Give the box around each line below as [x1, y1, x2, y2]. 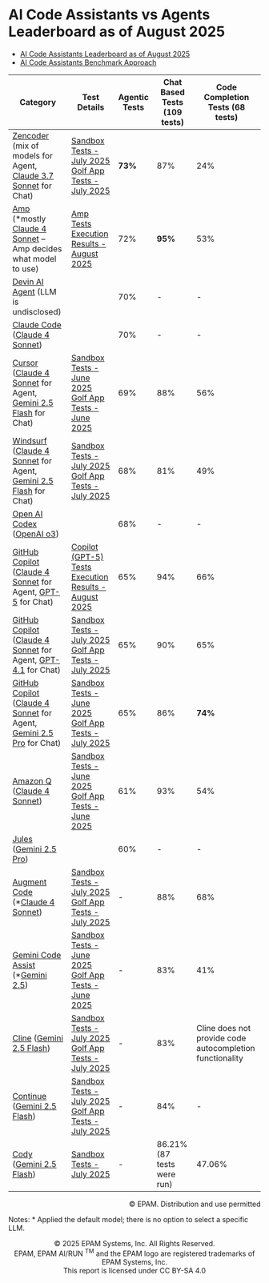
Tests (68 [207, 102, 246, 113]
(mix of [12, 140, 39, 151]
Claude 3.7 [12, 170, 54, 181]
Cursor [12, 357, 38, 368]
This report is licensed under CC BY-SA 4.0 [62, 1265, 207, 1275]
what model [12, 253, 57, 264]
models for [12, 150, 54, 161]
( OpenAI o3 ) [12, 528, 59, 539]
